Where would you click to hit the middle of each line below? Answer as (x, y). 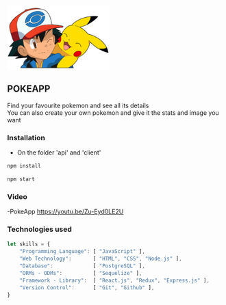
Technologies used (39, 229)
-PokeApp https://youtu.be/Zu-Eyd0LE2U (65, 212)
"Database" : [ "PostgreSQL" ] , (83, 266)
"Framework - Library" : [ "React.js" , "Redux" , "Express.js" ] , (115, 280)
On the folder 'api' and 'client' (59, 152)
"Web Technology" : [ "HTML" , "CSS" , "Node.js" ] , (101, 259)
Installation (26, 137)
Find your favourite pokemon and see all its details (78, 105)
